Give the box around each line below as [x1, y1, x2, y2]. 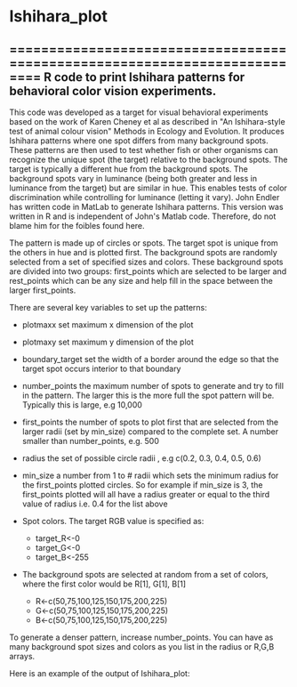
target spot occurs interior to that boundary [21, 363, 181, 374]
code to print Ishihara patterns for [53, 69, 245, 85]
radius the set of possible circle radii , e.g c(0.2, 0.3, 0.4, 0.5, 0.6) [21, 453, 262, 464]
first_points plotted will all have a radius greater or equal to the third [21, 489, 270, 499]
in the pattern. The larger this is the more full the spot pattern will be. [21, 390, 275, 400]
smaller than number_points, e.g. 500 [21, 436, 160, 446]
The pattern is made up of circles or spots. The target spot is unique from [9, 238, 278, 248]
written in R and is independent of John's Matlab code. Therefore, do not [9, 211, 277, 222]
